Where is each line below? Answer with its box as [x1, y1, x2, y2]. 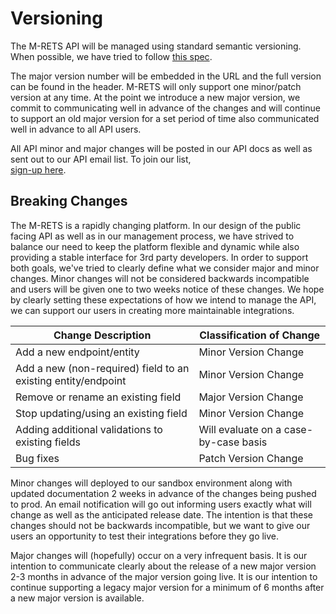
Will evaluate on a [198, 422, 282, 436]
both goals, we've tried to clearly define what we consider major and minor [10, 262, 320, 274]
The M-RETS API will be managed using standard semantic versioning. [10, 40, 302, 52]
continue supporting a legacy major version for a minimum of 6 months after [10, 581, 325, 593]
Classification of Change [199, 328, 321, 342]
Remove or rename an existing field [15, 390, 182, 404]
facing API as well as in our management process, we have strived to [10, 230, 295, 242]
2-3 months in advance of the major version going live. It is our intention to [10, 570, 318, 582]
